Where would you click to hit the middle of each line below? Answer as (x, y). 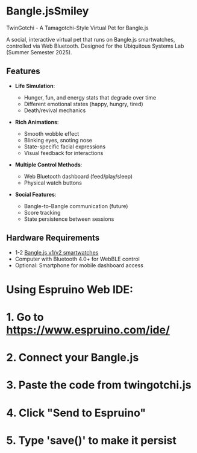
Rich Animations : (37, 122)
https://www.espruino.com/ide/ (88, 330)
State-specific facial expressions (65, 147)
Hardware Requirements (53, 238)
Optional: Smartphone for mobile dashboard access (79, 265)
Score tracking (42, 212)
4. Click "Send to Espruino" (76, 413)
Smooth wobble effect (52, 133)
